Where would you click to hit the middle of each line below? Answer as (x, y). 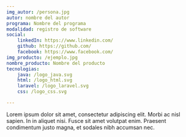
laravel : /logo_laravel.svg (53, 86)
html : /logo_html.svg (45, 80)
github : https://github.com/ (54, 46)
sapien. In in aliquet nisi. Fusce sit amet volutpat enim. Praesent (86, 120)
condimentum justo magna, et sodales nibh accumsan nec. (80, 127)
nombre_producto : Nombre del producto (56, 63)
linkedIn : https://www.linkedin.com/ (65, 40)
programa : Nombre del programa (46, 23)
